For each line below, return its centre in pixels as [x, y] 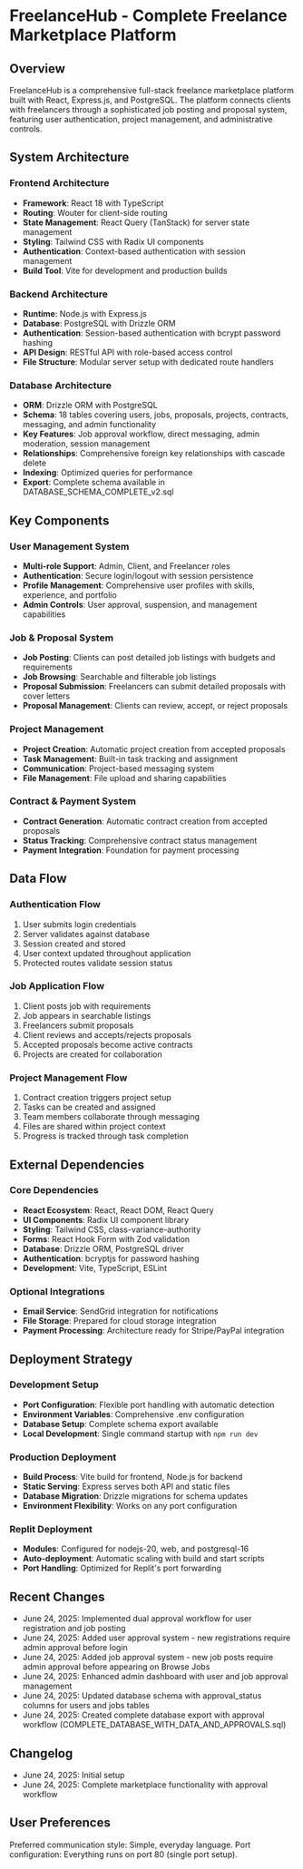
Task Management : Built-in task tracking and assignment [130, 758]
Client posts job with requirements [87, 1006]
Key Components [59, 520]
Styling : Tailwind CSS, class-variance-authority [112, 1229]
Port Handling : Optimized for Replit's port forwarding [122, 1568]
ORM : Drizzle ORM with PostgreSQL [90, 406]
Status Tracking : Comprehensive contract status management [140, 840]
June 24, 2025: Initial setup [73, 1776]
